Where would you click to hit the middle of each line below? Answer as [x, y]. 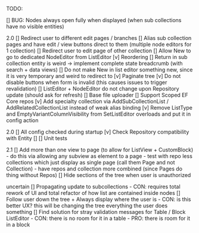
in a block [18, 225]
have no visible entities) [35, 27]
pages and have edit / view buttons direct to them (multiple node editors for [99, 44]
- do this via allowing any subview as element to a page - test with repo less [99, 156]
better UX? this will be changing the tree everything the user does [87, 206]
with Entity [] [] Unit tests [37, 138]
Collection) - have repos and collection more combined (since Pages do [94, 169]
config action [22, 120]
